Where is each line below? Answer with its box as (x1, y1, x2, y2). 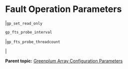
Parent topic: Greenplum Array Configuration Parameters (5, 57, 123, 63)
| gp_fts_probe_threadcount (5, 38, 61, 44)
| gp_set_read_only (5, 20, 43, 26)
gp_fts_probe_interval (5, 29, 52, 34)
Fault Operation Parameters (5, 3, 122, 15)
